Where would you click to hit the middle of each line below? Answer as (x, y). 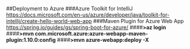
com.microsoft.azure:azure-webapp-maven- (91, 34)
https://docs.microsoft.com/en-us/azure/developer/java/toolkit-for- (88, 15)
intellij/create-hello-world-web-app (49, 21)
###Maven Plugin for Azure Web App (138, 21)
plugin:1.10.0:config (31, 40)
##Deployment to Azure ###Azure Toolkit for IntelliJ (70, 9)
